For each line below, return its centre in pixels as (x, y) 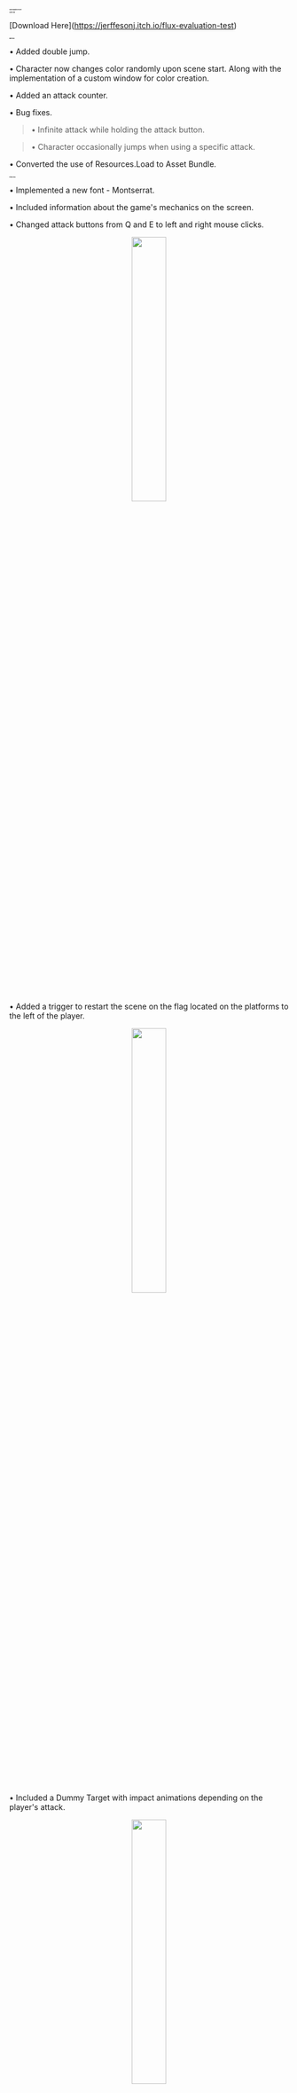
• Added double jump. (50, 51)
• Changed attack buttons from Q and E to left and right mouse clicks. (137, 224)
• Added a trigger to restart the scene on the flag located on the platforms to (149, 1006)
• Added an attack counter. (59, 95)
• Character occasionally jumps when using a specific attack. (143, 146)
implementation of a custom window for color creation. (109, 78)
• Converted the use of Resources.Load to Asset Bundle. (113, 164)
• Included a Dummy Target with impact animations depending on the (136, 1798)
